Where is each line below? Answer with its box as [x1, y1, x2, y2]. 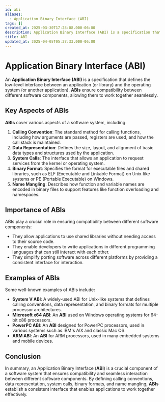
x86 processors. [19, 317, 52, 323]
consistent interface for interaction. [12, 260, 84, 266]
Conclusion [5, 352, 41, 361]
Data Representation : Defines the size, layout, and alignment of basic [12, 144, 154, 150]
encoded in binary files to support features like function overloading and [12, 186, 159, 192]
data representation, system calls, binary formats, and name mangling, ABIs [5, 381, 159, 387]
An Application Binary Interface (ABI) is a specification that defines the [5, 77, 151, 82]
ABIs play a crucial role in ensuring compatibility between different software [5, 219, 159, 225]
